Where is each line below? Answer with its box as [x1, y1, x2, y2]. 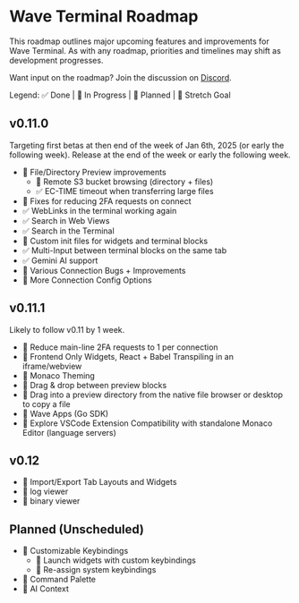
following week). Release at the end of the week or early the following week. [9, 149, 291, 160]
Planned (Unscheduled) [9, 522, 145, 537]
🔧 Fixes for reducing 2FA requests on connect [21, 195, 192, 207]
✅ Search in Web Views [21, 215, 110, 225]
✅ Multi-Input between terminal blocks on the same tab [21, 244, 226, 256]
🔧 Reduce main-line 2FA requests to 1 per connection [21, 342, 218, 352]
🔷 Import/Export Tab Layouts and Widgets [21, 477, 177, 488]
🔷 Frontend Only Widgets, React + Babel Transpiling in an [21, 351, 235, 361]
